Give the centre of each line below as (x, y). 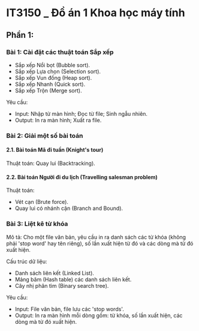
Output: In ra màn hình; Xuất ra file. (58, 120)
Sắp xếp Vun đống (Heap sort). (53, 77)
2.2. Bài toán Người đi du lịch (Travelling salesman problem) (82, 177)
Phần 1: (20, 35)
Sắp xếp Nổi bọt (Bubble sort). (52, 65)
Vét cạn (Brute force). (42, 202)
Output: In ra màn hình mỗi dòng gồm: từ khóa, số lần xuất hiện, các (99, 315)
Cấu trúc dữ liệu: (27, 261)
